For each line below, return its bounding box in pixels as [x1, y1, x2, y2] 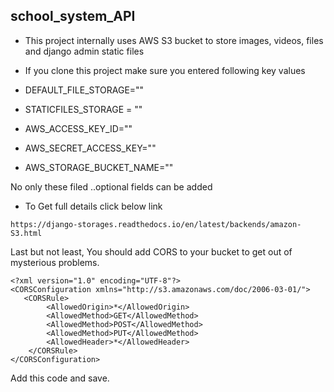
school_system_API [10, 8, 136, 25]
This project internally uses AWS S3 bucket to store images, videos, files [24, 34, 324, 46]
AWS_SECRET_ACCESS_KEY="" [24, 142, 157, 154]
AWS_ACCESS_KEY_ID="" [24, 122, 133, 134]
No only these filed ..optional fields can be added [10, 180, 213, 193]
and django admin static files [24, 45, 145, 57]
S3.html [10, 228, 43, 238]
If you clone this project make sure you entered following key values [24, 64, 306, 76]
